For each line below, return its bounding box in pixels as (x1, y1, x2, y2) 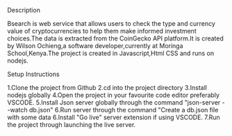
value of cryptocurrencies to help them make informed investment (7, 27, 197, 35)
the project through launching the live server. (7, 121, 136, 128)
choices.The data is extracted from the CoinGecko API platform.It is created (7, 34, 224, 43)
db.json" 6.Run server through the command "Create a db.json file (28, 106, 219, 114)
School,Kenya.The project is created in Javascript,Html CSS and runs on (7, 49, 214, 57)
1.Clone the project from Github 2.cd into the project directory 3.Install (7, 84, 207, 91)
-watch (7, 106, 28, 114)
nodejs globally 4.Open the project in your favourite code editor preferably (7, 91, 220, 99)
